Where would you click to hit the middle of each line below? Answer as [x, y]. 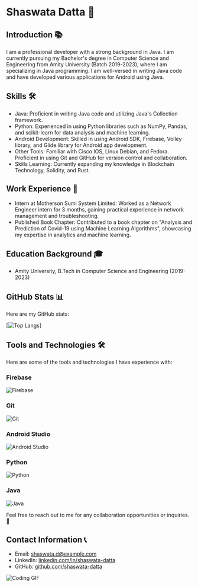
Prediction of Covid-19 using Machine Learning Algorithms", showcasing [103, 228]
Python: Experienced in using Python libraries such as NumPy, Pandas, [101, 126]
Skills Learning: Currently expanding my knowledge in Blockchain [94, 164]
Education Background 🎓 [55, 254]
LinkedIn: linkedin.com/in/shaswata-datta [65, 560]
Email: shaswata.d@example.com [56, 554]
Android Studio [28, 434]
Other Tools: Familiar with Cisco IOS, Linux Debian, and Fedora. [92, 151]
